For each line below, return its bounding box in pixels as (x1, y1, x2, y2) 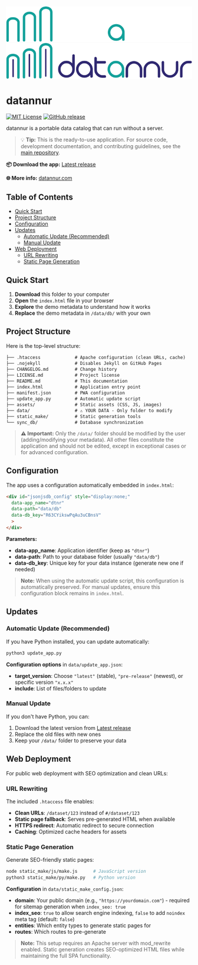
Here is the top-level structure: (6, 342, 81, 349)
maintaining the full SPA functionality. (20, 952, 111, 959)
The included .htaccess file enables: (6, 798, 94, 805)
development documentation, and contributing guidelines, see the (20, 143, 181, 150)
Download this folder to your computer (14, 291, 110, 298)
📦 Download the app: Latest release (6, 161, 96, 168)
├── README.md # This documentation (6, 378, 128, 384)
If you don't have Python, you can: (6, 713, 90, 720)
